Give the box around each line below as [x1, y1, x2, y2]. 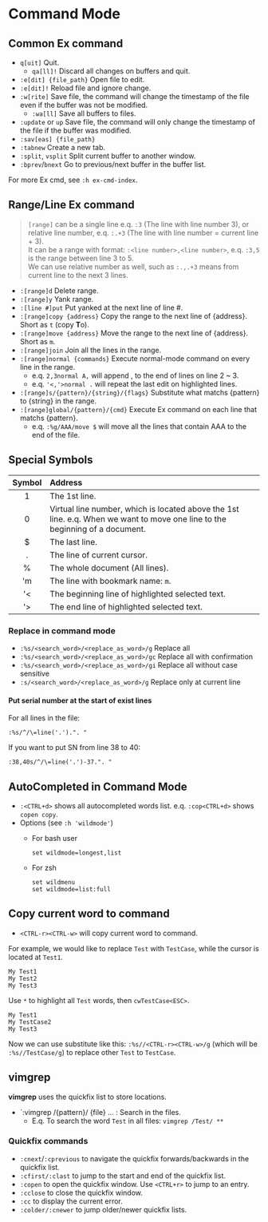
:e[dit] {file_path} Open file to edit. [19, 75, 145, 84]
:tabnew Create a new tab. [19, 143, 106, 152]
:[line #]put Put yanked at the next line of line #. [19, 303, 183, 312]
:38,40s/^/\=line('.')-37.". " [8, 758, 112, 767]
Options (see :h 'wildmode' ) [19, 818, 113, 827]
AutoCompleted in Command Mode [8, 780, 187, 793]
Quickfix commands [8, 1136, 89, 1147]
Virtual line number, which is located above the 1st [49, 503, 239, 514]
